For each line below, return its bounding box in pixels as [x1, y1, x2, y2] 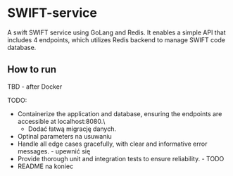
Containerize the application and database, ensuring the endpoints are [17, 109, 222, 118]
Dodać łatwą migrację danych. [27, 125, 117, 133]
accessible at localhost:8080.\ [17, 117, 106, 125]
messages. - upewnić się [17, 146, 91, 156]
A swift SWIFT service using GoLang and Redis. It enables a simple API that [7, 28, 227, 37]
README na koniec [17, 162, 74, 170]
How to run [7, 63, 57, 75]
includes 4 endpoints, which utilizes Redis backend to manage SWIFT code [7, 35, 225, 44]
